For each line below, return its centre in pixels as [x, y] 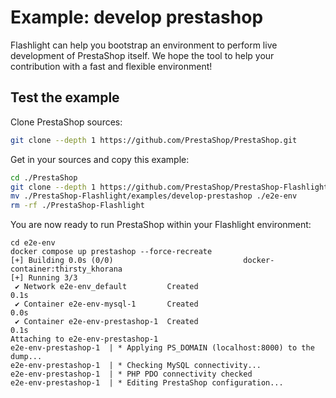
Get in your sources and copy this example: [100, 159]
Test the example [65, 97]
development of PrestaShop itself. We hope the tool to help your [142, 55]
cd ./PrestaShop [44, 177]
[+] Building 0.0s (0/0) [62, 261]
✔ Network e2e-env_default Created [106, 287]
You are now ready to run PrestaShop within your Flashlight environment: [161, 225]
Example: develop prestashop [137, 17]
